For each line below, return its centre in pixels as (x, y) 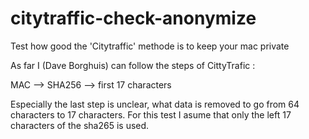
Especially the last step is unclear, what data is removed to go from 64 (155, 104)
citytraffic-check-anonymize (133, 18)
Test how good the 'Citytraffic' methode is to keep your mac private (150, 46)
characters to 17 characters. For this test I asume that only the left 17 (151, 114)
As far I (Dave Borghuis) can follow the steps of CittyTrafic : (133, 65)
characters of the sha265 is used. (80, 125)
